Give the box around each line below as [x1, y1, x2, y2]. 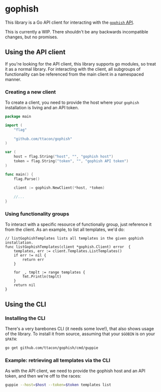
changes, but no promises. [5, 34, 59, 40]
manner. [5, 76, 22, 82]
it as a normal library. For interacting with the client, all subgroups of [5, 66, 141, 72]
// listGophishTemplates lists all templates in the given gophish [5, 236, 144, 241]
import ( [5, 123, 23, 128]
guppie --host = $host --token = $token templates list [5, 382, 111, 388]
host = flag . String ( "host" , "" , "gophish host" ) [14, 154, 114, 159]
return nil [14, 283, 36, 288]
